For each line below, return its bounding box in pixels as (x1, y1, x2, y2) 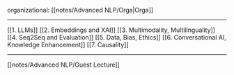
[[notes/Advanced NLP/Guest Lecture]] (7, 60, 120, 69)
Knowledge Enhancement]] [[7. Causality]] (7, 41, 129, 49)
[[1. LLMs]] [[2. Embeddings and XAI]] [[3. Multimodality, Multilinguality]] (7, 26, 216, 34)
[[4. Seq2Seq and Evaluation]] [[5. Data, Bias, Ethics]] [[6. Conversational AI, (7, 33, 226, 41)
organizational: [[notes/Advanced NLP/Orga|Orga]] (7, 6, 154, 14)
